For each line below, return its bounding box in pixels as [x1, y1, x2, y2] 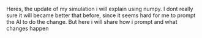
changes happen [6, 25, 49, 32]
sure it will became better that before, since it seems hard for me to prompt [6, 12, 196, 19]
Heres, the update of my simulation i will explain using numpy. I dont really [6, 6, 193, 12]
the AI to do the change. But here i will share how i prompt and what [6, 18, 178, 25]
